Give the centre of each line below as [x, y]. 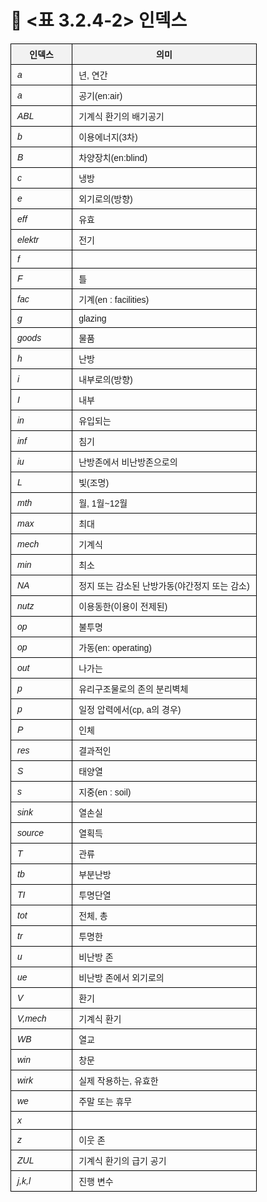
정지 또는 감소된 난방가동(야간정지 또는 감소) [164, 585]
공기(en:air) [100, 95]
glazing [92, 318]
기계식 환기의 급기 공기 [122, 1160]
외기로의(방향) [105, 199]
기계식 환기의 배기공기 [121, 116]
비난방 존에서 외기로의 [121, 977]
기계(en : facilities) [114, 299]
